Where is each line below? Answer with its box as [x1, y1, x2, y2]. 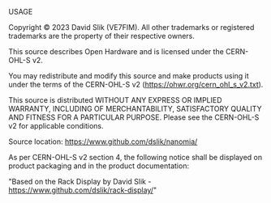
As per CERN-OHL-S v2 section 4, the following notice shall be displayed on [8, 153, 263, 162]
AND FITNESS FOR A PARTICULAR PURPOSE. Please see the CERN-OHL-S [8, 112, 260, 122]
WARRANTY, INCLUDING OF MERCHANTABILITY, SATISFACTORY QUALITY [8, 104, 262, 113]
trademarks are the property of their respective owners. [8, 32, 195, 40]
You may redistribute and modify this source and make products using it [8, 71, 249, 80]
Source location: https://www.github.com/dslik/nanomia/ [8, 137, 198, 146]
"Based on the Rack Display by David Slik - [8, 177, 152, 186]
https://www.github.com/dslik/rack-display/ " [8, 185, 157, 195]
